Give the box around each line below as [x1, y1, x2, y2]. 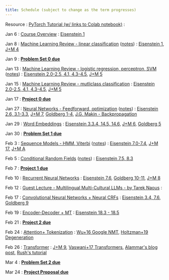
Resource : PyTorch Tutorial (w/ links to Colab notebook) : [5, 21, 125, 27]
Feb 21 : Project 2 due [5, 219, 51, 225]
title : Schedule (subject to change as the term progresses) [5, 7, 137, 13]
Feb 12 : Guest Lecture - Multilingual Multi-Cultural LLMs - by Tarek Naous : [5, 184, 162, 190]
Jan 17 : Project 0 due [5, 96, 51, 102]
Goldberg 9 [5, 199, 29, 205]
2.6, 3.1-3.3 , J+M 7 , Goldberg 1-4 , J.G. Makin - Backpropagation [5, 111, 137, 117]
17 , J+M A [5, 146, 26, 152]
